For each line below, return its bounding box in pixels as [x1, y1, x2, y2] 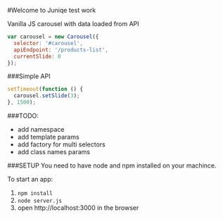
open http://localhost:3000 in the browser [17, 204, 139, 212]
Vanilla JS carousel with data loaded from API [7, 20, 139, 27]
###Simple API [7, 72, 51, 80]
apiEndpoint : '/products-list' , [13, 46, 109, 54]
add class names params [17, 148, 90, 156]
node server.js [17, 197, 63, 204]
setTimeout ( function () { [7, 86, 83, 93]
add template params [17, 133, 79, 141]
